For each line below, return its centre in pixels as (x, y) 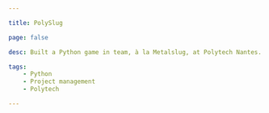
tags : (17, 67)
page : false (28, 37)
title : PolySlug (36, 23)
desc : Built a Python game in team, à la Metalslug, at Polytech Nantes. (135, 52)
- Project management (59, 82)
